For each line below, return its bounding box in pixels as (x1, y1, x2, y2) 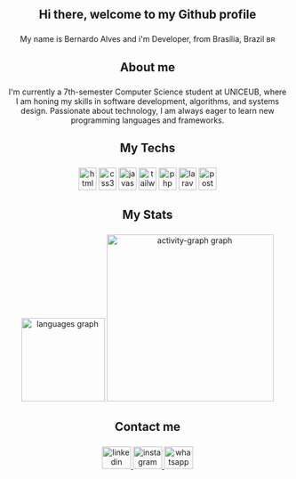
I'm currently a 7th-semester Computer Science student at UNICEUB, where (8, 86, 287, 97)
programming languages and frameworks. (70, 115, 225, 126)
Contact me (114, 418, 181, 434)
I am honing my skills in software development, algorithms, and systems (15, 95, 280, 106)
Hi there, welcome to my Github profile (38, 7, 257, 22)
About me (119, 60, 176, 75)
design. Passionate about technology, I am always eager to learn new (20, 105, 276, 116)
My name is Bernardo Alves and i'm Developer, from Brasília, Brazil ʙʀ (20, 34, 276, 45)
